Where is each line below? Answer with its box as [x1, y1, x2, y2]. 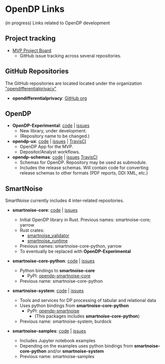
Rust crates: [19, 227, 45, 234]
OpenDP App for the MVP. [19, 144, 73, 150]
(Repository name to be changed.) [19, 133, 90, 139]
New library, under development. [19, 128, 87, 134]
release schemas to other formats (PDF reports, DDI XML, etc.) [19, 170, 148, 176]
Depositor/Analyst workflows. [19, 149, 80, 155]
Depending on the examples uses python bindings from [19, 343, 133, 349]
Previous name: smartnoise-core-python [19, 278, 103, 284]
